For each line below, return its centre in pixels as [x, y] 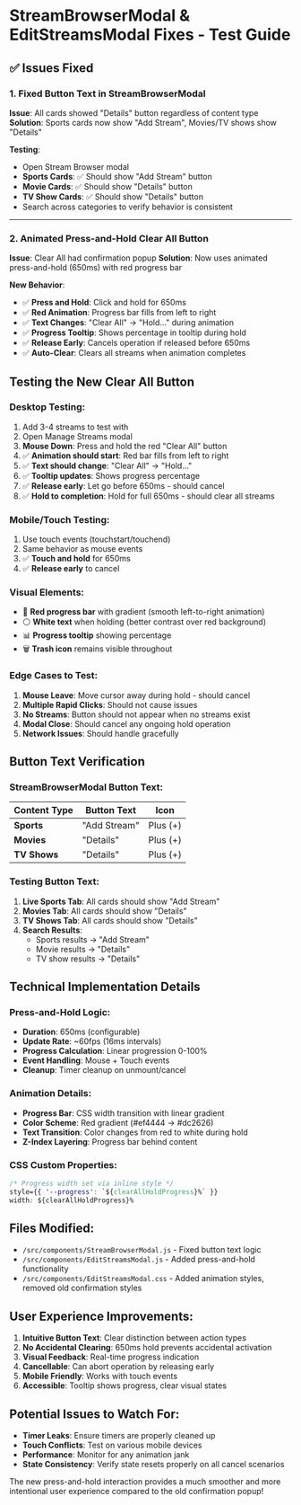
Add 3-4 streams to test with [75, 427]
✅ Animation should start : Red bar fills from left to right [125, 456]
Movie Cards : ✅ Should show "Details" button [107, 186]
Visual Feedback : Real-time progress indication [111, 1357]
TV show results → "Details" [88, 959]
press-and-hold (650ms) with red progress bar [96, 268]
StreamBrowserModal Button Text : [86, 787]
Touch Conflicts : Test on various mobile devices [112, 1445]
